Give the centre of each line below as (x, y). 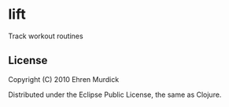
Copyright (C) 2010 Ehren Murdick (64, 79)
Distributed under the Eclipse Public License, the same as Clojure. (115, 95)
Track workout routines (46, 36)
